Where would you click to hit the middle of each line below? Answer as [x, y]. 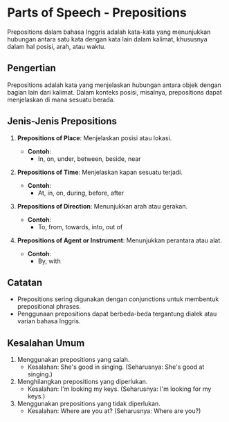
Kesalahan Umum [46, 343]
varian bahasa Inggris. [49, 321]
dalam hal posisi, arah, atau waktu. [56, 46]
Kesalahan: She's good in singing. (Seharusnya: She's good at [116, 367]
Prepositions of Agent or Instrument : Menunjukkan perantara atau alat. [120, 240]
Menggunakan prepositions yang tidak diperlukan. [89, 404]
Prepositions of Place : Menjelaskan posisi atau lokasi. [94, 138]
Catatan [25, 282]
